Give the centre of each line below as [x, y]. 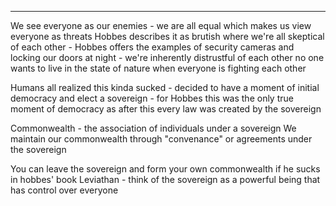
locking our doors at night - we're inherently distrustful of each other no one [167, 57]
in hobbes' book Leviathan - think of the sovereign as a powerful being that [165, 179]
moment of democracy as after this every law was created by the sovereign [166, 109]
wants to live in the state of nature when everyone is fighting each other [158, 68]
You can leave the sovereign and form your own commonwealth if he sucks [165, 169]
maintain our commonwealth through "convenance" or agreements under [161, 139]
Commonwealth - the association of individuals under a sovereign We [153, 128]
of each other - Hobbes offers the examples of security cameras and [152, 47]
